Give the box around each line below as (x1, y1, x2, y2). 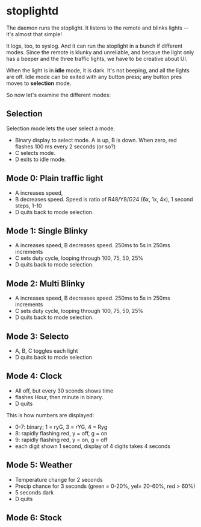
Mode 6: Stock (6, 513, 62, 523)
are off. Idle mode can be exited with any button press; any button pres (6, 73, 182, 80)
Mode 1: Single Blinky (6, 226, 88, 236)
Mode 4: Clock (6, 371, 62, 381)
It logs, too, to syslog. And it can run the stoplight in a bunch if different (6, 42, 183, 49)
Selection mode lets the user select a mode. (6, 125, 116, 132)
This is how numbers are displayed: (6, 411, 94, 418)
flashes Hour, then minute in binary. (14, 393, 104, 400)
